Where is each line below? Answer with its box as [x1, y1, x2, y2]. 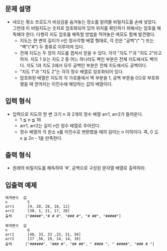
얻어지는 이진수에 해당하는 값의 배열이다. [34, 81, 113, 87]
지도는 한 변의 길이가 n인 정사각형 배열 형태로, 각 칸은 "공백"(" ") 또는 [19, 37, 154, 43]
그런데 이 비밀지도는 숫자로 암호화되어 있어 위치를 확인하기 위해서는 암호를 [12, 25, 156, 31]
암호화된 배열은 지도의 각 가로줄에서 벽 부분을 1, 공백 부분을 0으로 [19, 75, 147, 81]
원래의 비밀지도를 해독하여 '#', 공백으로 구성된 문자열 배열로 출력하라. [12, 165, 146, 171]
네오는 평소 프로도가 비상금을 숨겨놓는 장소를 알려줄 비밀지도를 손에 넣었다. [12, 19, 158, 25]
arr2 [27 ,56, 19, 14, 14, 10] [5, 237, 81, 242]
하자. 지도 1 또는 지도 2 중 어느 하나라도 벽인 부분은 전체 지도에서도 [19, 56, 149, 62]
